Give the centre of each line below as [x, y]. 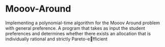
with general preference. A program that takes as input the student [75, 28]
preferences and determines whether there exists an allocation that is [78, 33]
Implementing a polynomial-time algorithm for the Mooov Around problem [83, 23]
